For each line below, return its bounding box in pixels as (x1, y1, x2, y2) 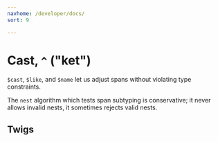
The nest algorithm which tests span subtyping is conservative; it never (7, 96, 211, 105)
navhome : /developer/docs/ (7, 10, 85, 17)
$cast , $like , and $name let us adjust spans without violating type (7, 76, 192, 84)
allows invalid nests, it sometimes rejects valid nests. (7, 103, 158, 112)
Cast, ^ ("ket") (7, 53, 91, 68)
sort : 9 (7, 17, 30, 24)
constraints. (7, 82, 42, 91)
